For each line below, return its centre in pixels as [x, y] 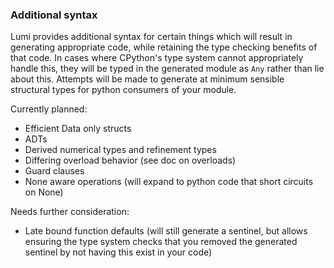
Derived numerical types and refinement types [120, 150]
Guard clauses [54, 171]
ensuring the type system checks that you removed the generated [161, 242]
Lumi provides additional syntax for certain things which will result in [151, 37]
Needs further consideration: [70, 212]
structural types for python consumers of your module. [123, 90]
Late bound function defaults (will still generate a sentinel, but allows [166, 231]
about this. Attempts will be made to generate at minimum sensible [147, 79]
